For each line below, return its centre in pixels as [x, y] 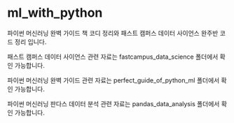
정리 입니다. [30, 42]
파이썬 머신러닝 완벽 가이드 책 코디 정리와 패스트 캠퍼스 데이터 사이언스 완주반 [113, 33]
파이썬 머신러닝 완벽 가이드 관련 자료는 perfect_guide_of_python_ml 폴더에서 [113, 80]
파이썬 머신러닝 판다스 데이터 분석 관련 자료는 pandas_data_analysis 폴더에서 [113, 103]
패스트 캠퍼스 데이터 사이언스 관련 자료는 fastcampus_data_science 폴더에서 [113, 57]
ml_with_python [55, 13]
